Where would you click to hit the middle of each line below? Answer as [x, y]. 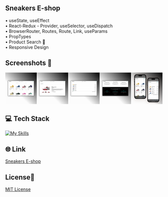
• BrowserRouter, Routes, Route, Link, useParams [57, 31]
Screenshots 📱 [29, 63]
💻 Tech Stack [27, 119]
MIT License [18, 189]
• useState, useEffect [27, 20]
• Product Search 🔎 [25, 42]
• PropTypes [18, 36]
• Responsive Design [27, 47]
